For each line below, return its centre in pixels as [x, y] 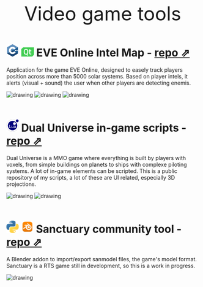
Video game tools [103, 13]
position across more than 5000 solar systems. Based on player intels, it [97, 76]
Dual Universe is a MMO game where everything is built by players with [96, 158]
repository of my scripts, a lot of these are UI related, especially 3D [91, 177]
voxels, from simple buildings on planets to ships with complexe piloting [97, 164]
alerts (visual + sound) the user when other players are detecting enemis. [99, 83]
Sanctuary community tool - [109, 229]
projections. [21, 184]
